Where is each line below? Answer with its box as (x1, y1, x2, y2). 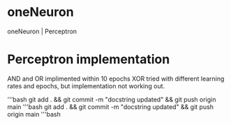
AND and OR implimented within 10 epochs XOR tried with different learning (7, 74, 225, 83)
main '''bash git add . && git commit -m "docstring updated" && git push (7, 102, 214, 111)
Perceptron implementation (7, 51, 170, 67)
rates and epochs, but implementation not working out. (7, 81, 165, 90)
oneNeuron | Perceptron (7, 27, 77, 35)
